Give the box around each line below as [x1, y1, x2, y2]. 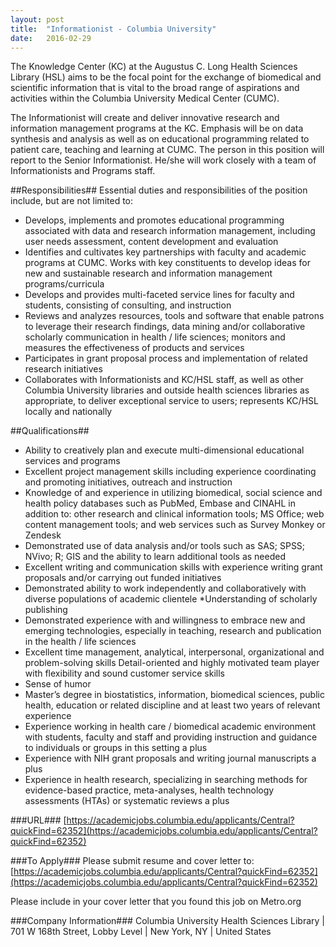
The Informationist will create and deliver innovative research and [10, 112, 280, 124]
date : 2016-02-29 [10, 33, 92, 43]
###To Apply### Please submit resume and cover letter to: [10, 855, 255, 867]
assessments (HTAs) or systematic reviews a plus [24, 795, 230, 807]
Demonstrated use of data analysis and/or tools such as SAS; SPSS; [24, 540, 306, 552]
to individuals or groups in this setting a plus [24, 742, 208, 754]
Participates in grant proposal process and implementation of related [24, 352, 308, 365]
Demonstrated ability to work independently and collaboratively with [24, 582, 307, 595]
